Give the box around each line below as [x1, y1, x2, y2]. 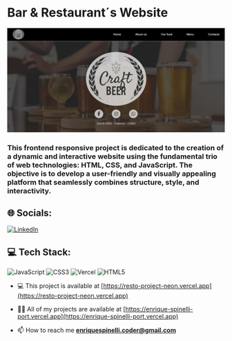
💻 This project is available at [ [17, 282, 104, 290]
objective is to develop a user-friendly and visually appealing [7, 169, 216, 178]
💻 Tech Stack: [7, 246, 71, 258]
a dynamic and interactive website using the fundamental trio [7, 152, 217, 161]
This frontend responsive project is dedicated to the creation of [7, 143, 224, 152]
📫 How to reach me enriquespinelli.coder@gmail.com [17, 326, 176, 335]
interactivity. [7, 186, 52, 196]
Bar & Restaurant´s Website [7, 5, 168, 21]
